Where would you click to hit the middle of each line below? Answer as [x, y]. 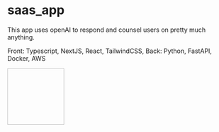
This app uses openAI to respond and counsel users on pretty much [107, 30]
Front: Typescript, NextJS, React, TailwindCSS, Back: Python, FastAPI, [110, 51]
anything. [21, 37]
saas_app [36, 10]
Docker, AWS [27, 58]
